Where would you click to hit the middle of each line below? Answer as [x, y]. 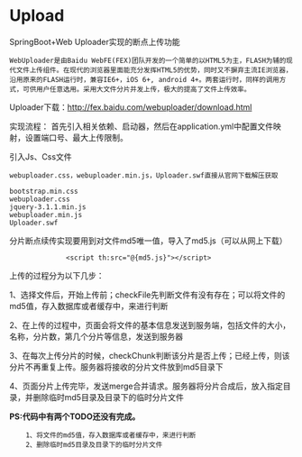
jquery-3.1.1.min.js [48, 207]
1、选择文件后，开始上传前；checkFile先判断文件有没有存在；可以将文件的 [147, 295]
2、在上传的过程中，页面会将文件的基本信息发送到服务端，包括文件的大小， [150, 324]
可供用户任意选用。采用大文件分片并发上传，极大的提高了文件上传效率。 [137, 89]
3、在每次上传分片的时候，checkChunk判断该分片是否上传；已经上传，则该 [150, 355]
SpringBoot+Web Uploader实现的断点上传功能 [95, 41]
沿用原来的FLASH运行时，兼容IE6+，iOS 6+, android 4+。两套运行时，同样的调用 [144, 79]
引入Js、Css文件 [41, 156]
